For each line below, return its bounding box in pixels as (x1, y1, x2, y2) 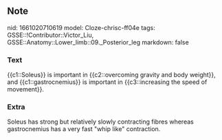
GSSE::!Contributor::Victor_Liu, (7, 31, 94, 39)
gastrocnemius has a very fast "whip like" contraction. (7, 125, 161, 133)
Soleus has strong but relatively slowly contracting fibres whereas (7, 117, 194, 126)
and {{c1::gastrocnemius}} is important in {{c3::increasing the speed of (7, 78, 208, 86)
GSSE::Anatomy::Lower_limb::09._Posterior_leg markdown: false (7, 38, 189, 46)
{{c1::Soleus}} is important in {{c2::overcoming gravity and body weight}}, (7, 71, 217, 79)
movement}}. (7, 85, 45, 94)
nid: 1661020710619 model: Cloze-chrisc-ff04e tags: (7, 23, 156, 31)
